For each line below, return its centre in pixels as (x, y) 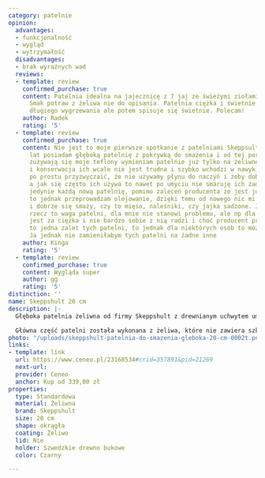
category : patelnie (40, 15)
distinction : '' (35, 294)
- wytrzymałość (40, 52)
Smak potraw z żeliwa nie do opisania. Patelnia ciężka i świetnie (142, 103)
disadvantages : (40, 60)
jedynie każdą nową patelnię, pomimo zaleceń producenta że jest (138, 191)
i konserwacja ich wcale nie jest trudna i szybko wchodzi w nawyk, (144, 170)
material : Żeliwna (46, 404)
